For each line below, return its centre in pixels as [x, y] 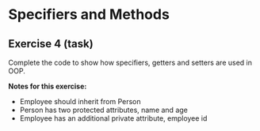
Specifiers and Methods [89, 15]
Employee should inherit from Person [80, 101]
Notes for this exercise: [48, 86]
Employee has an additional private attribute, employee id [113, 118]
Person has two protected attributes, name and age [103, 110]
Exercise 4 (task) [51, 44]
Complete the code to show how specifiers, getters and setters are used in [130, 62]
